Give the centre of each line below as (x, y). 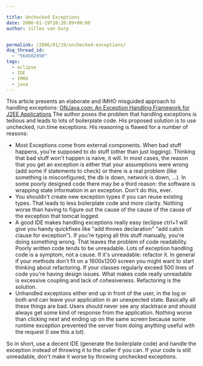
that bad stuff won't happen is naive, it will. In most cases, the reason (101, 158)
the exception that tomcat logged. (57, 216)
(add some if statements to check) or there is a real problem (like (96, 171)
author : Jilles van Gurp (38, 28)
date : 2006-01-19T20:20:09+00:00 (48, 23)
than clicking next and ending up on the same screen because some (100, 319)
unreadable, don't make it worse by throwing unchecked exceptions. (92, 357)
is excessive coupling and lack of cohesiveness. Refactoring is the (98, 281)
